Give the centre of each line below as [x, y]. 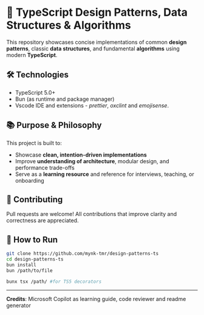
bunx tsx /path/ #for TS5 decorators [54, 282]
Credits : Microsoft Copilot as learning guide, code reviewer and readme [96, 299]
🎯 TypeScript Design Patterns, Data [97, 12]
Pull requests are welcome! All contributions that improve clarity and [92, 214]
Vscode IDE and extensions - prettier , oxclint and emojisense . [92, 105]
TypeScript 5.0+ [35, 92]
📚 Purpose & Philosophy [54, 125]
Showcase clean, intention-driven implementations [81, 155]
